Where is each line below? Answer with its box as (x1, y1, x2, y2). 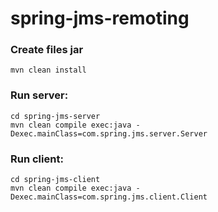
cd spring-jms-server (10, 111, 101, 121)
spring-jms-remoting (10, 7, 190, 30)
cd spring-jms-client (10, 175, 101, 185)
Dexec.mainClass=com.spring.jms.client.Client (10, 192, 208, 202)
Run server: (10, 88, 69, 102)
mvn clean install (10, 65, 87, 76)
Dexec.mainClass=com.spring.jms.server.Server (10, 128, 208, 139)
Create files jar (10, 43, 84, 57)
